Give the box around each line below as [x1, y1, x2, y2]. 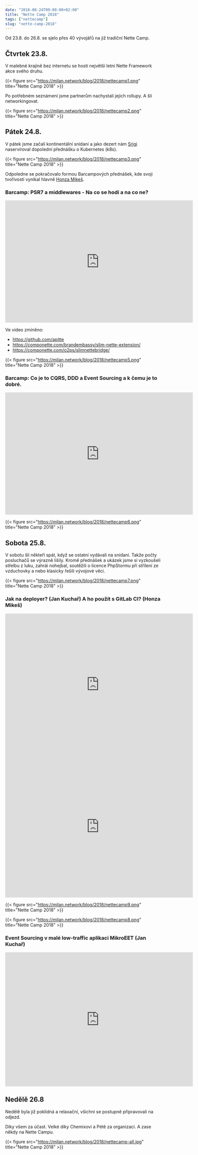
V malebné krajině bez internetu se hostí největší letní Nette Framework [5, 63, 152, 69]
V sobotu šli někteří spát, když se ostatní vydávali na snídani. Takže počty [5, 552, 157, 558]
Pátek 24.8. [5, 128, 41, 136]
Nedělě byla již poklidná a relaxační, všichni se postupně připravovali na [5, 1108, 153, 1114]
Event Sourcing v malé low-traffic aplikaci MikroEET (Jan [5, 934, 146, 941]
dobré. [5, 381, 22, 388]
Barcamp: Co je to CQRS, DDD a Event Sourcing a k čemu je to [5, 375, 157, 382]
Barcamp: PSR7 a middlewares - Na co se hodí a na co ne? [5, 189, 148, 196]
